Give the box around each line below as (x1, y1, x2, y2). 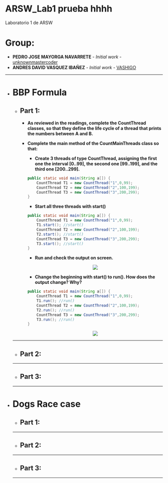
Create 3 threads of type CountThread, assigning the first (34, 155, 157, 161)
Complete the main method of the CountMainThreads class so (27, 140, 159, 146)
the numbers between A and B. (27, 130, 93, 136)
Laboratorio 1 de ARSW (5, 20, 53, 26)
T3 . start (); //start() (36, 241, 84, 246)
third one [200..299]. (34, 166, 80, 172)
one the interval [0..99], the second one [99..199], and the (34, 160, 158, 167)
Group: (5, 37, 35, 49)
